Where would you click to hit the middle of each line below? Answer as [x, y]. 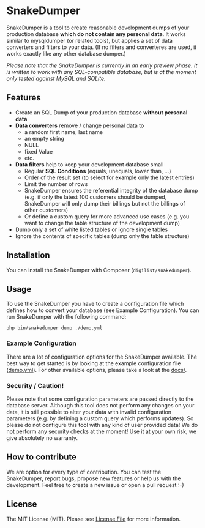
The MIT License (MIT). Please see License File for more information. [93, 519]
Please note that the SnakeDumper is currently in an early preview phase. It [102, 65]
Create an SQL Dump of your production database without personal [101, 112]
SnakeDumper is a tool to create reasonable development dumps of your [98, 28]
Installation [28, 255]
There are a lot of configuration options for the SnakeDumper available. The [102, 357]
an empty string [44, 138]
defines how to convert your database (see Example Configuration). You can [103, 310]
